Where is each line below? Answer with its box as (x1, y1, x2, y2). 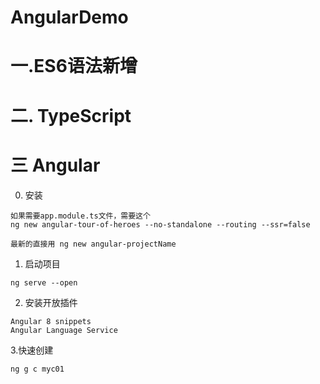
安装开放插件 (24, 296, 78, 308)
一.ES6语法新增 (10, 55, 138, 78)
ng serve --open (10, 277, 78, 288)
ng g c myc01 (10, 364, 65, 374)
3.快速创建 (10, 344, 54, 356)
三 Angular (10, 154, 101, 176)
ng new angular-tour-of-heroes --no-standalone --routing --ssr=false (10, 219, 311, 230)
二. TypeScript (10, 104, 132, 127)
